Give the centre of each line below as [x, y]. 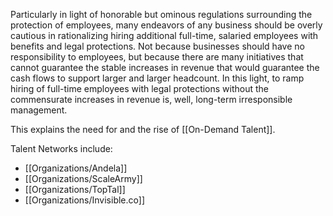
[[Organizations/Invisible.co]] [84, 200]
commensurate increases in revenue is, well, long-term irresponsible [151, 99]
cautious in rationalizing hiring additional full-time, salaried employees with [164, 35]
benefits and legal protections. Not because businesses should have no [157, 46]
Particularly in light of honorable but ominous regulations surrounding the [161, 14]
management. [39, 110]
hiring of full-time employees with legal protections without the [140, 88]
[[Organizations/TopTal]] [75, 189]
